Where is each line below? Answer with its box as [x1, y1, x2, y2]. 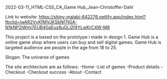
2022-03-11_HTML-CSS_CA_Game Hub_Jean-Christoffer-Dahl [5, 4, 133, 10]
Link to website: [5, 14, 38, 19]
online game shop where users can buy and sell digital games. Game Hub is [5, 39, 161, 45]
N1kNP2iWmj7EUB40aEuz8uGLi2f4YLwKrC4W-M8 [5, 24, 110, 30]
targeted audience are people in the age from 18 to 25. [5, 45, 117, 50]
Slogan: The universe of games [5, 54, 70, 60]
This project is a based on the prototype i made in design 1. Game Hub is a [5, 34, 158, 40]
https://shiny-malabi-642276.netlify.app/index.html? [38, 14, 146, 19]
